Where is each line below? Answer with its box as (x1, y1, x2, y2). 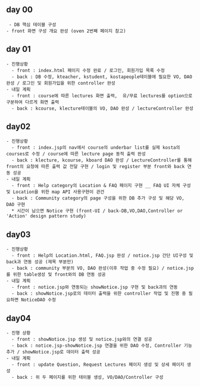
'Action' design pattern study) (6, 213, 86, 219)
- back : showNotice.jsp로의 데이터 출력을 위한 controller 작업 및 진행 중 (11, 291, 186, 297)
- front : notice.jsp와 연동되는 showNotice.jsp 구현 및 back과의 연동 (11, 284, 178, 291)
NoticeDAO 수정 (20, 297, 57, 303)
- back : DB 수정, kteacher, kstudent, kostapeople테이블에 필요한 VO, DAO (11, 74, 192, 80)
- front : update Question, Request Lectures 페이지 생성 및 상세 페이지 (11, 362, 185, 368)
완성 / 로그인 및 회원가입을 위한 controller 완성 (6, 80, 115, 86)
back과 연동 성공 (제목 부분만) (6, 259, 74, 265)
